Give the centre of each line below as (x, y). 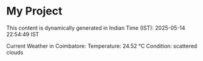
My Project (34, 11)
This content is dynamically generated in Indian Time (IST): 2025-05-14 (96, 28)
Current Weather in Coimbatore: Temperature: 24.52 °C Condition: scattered (102, 46)
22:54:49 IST (23, 34)
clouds (15, 52)
